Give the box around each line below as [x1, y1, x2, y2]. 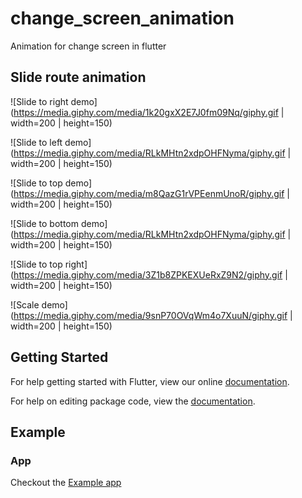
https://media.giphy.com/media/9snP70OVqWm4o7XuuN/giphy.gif [13, 309, 288, 321]
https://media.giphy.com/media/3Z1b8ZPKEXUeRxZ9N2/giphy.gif [13, 268, 283, 281]
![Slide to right [10, 95, 69, 107]
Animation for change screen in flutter [10, 40, 167, 52]
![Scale [10, 298, 40, 311]
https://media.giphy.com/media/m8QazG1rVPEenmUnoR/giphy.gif [13, 187, 285, 199]
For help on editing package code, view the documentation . [10, 395, 256, 407]
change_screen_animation [10, 7, 235, 30]
